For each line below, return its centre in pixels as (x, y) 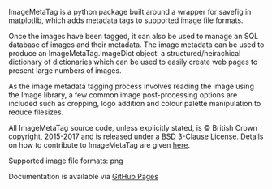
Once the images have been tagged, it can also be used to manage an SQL (134, 36)
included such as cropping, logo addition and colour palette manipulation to (135, 103)
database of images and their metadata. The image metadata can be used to (136, 45)
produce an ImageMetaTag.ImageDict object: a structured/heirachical (125, 53)
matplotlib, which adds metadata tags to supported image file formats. (126, 20)
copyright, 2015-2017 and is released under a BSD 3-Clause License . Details (136, 136)
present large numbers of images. (65, 71)
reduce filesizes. (36, 112)
